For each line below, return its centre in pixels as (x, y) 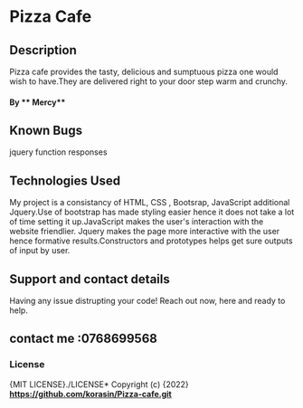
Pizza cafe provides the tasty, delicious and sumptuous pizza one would (144, 71)
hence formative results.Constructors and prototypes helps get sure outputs (151, 241)
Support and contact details (90, 279)
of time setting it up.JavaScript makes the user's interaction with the (137, 222)
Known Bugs (46, 130)
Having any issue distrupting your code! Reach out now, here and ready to (147, 301)
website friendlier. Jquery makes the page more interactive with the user (145, 232)
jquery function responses (58, 152)
